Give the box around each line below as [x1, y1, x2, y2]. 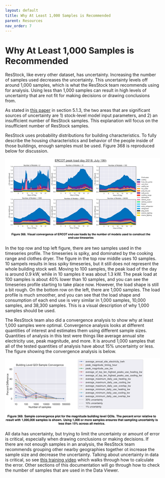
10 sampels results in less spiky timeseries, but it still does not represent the [5, 261, 159, 267]
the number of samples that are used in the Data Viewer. [5, 467, 119, 473]
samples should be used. [5, 308, 56, 314]
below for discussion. [5, 148, 49, 154]
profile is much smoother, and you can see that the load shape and [5, 292, 140, 298]
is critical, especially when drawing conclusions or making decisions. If [5, 436, 149, 442]
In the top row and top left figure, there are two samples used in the [5, 245, 141, 251]
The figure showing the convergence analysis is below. [5, 349, 116, 354]
